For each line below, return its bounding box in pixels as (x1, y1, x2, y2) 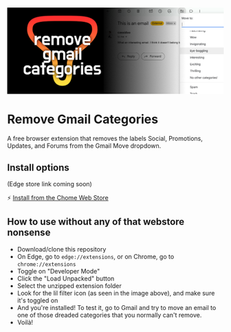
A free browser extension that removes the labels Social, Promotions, (7, 135, 203, 143)
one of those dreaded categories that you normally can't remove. (16, 311, 202, 319)
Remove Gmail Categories (7, 111, 159, 127)
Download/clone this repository (16, 245, 107, 253)
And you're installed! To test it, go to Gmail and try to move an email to (16, 303, 217, 311)
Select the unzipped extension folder (16, 281, 122, 289)
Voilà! (16, 318, 33, 327)
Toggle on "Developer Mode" (16, 267, 100, 275)
